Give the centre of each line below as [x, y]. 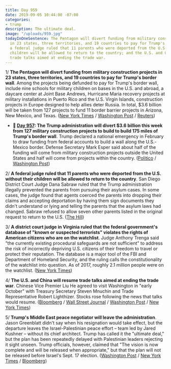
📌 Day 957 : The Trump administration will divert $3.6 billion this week [88, 125]
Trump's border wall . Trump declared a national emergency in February [88, 137]
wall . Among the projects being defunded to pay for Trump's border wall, [82, 83]
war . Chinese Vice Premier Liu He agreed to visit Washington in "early [79, 286]
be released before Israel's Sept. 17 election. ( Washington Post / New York [83, 356]
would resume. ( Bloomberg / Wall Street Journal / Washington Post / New [82, 302]
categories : [18, 19]
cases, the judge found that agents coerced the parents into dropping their [83, 196]
